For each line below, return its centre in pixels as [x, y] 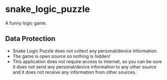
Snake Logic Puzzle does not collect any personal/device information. [85, 50]
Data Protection [30, 39]
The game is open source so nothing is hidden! [61, 56]
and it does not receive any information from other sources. [74, 72]
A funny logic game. [26, 23]
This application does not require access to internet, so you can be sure [87, 61]
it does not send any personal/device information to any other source [84, 66]
